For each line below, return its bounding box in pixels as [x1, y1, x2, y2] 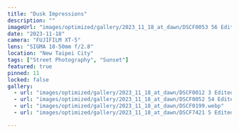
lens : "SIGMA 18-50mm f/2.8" [7, 43, 94, 50]
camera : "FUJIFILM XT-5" [7, 37, 81, 44]
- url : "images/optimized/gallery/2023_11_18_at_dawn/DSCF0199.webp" [14, 103, 224, 110]
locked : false [7, 76, 50, 83]
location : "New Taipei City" [7, 50, 94, 57]
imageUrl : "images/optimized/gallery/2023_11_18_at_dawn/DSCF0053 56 [7, 23, 218, 30]
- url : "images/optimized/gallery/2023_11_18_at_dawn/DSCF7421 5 [14, 109, 212, 116]
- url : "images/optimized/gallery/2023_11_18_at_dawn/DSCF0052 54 [14, 96, 215, 103]
